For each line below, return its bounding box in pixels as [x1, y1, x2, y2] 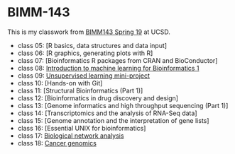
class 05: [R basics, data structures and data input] [17, 41, 168, 49]
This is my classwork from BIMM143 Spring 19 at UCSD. [7, 28, 170, 36]
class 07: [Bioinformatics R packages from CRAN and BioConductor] [17, 56, 218, 64]
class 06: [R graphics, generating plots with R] [17, 49, 153, 57]
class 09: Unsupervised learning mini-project [17, 71, 151, 80]
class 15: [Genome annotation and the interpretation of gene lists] [17, 116, 209, 124]
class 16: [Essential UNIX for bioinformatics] [17, 124, 146, 132]
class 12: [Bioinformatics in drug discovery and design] [17, 93, 179, 102]
